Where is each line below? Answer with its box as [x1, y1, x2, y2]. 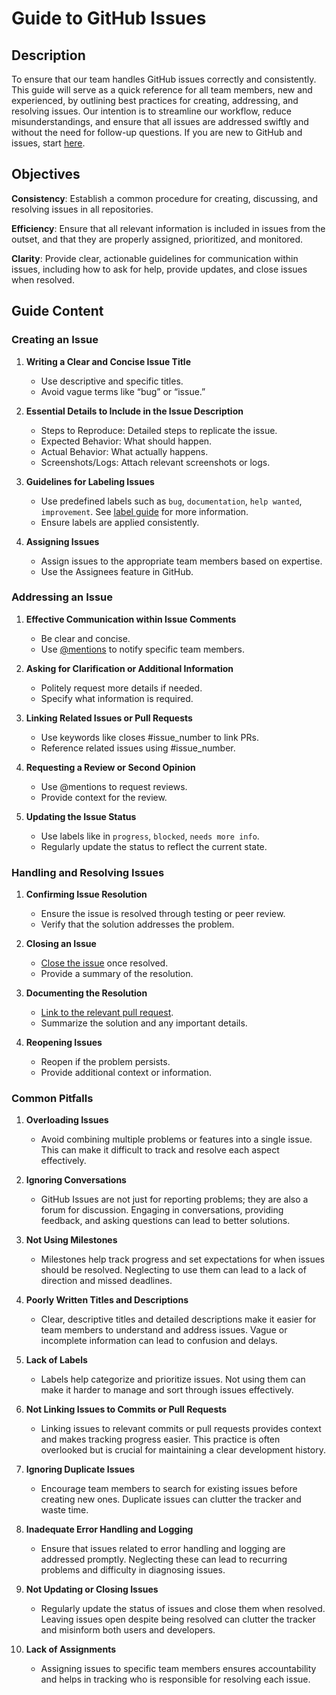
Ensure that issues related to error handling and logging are [40, 1543, 286, 1555]
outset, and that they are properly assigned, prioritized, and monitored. [11, 233, 304, 245]
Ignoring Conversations [25, 1174, 127, 1186]
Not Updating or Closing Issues [25, 1583, 159, 1596]
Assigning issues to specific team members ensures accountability [40, 1663, 317, 1675]
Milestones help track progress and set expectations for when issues [40, 1253, 326, 1266]
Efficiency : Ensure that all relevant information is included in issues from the [11, 222, 326, 234]
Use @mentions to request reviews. [40, 780, 188, 792]
